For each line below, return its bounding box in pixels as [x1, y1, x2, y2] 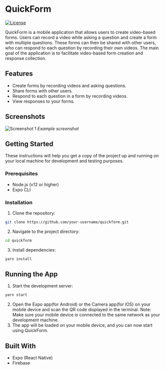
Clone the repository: [12, 210, 56, 216]
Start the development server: [12, 283, 73, 289]
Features [5, 70, 33, 78]
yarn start [5, 292, 28, 298]
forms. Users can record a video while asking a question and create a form [5, 34, 157, 40]
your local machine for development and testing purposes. [5, 158, 124, 164]
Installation [5, 199, 33, 206]
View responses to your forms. [12, 98, 75, 104]
